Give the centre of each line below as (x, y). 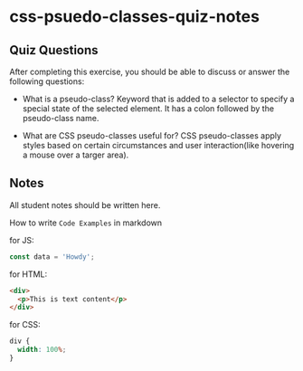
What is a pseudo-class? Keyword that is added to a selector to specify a (158, 99)
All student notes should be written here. (85, 205)
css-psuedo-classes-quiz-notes (135, 17)
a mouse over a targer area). (76, 155)
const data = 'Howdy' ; (52, 257)
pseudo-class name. (61, 118)
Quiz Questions (54, 50)
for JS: (22, 240)
